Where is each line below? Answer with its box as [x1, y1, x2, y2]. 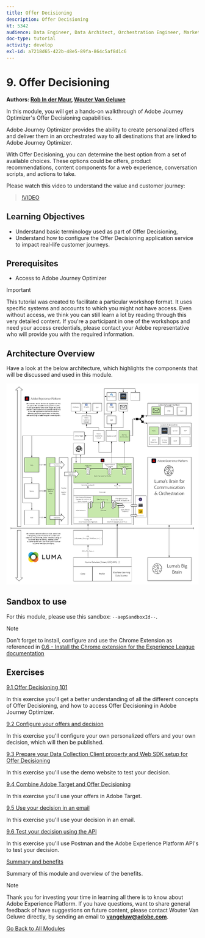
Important [6, 286, 31, 294]
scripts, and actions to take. [6, 170, 76, 177]
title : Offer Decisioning [6, 10, 72, 16]
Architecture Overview [6, 348, 95, 358]
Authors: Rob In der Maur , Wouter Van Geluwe [6, 95, 126, 103]
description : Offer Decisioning [6, 16, 88, 23]
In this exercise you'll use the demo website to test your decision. [6, 768, 171, 776]
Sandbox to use [6, 597, 67, 607]
